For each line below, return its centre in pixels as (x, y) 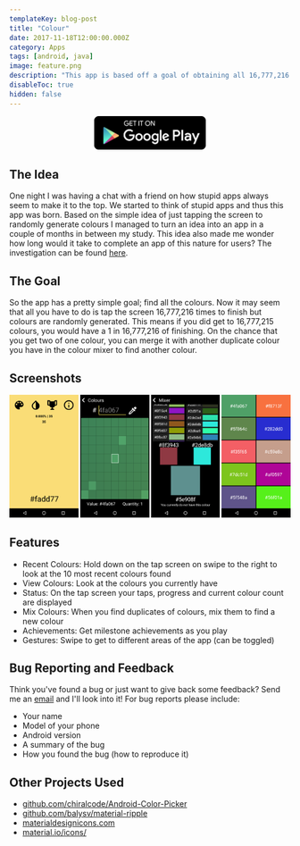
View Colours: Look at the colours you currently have (120, 583)
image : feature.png (46, 66)
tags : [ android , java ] (51, 57)
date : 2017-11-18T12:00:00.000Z (69, 38)
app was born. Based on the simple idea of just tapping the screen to (136, 215)
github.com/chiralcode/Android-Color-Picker (104, 804)
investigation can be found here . (69, 253)
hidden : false (36, 94)
